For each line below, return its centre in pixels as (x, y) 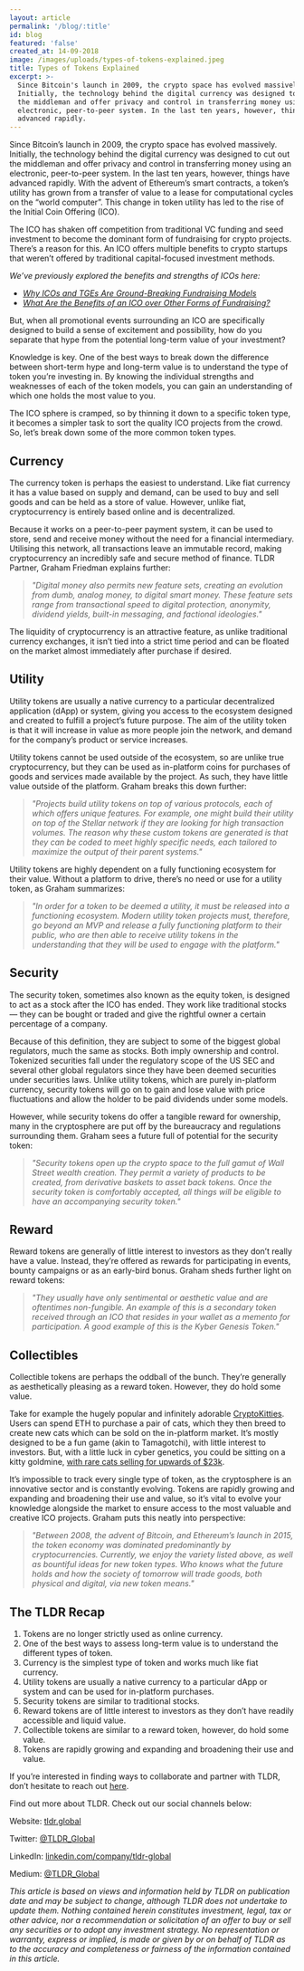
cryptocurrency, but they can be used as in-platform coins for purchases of (150, 767)
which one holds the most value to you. (83, 396)
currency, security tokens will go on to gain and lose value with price (137, 1089)
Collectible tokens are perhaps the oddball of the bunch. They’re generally (148, 1377)
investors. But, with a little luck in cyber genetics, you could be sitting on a (147, 1452)
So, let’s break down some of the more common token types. (123, 433)
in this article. (35, 1958)
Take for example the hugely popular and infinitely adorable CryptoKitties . (147, 1414)
